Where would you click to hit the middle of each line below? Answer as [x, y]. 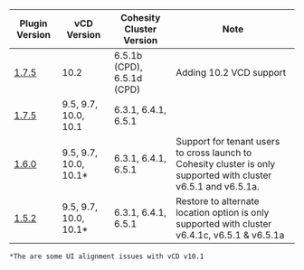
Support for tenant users [228, 141]
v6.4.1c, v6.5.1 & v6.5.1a [230, 235]
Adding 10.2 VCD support [231, 73]
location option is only [223, 213]
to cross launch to [214, 153]
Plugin [33, 23]
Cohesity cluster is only [226, 164]
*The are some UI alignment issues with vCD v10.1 [107, 256]
